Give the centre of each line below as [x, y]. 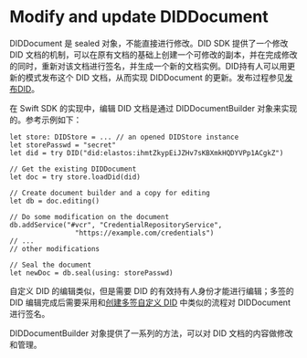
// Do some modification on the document [90, 216]
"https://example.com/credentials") [144, 233]
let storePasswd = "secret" [63, 145]
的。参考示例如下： [46, 120]
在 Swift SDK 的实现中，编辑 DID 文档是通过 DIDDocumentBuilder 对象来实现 [153, 108]
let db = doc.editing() [55, 201]
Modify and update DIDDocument [139, 17]
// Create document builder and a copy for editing [110, 193]
